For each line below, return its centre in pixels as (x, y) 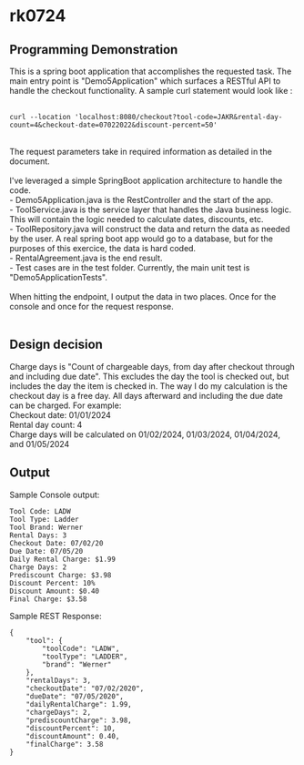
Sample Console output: (55, 495)
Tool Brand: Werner (46, 527)
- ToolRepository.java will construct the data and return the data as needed (150, 229)
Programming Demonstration (94, 50)
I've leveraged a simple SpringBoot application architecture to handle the (146, 180)
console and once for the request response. (92, 306)
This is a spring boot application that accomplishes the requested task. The (151, 71)
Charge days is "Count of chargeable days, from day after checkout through (152, 366)
